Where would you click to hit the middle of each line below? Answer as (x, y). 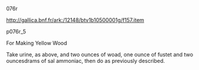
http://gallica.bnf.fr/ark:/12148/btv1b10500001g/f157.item (75, 20)
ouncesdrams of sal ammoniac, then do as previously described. (85, 61)
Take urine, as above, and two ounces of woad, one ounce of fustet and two (100, 55)
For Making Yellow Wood (37, 43)
